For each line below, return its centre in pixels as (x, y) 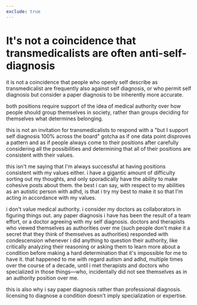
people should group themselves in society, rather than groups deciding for (98, 112)
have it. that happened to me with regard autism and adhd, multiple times (95, 259)
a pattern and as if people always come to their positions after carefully (92, 142)
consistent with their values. (40, 155)
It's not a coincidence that (71, 40)
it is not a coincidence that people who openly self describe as (82, 82)
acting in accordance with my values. (51, 197)
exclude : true (24, 11)
